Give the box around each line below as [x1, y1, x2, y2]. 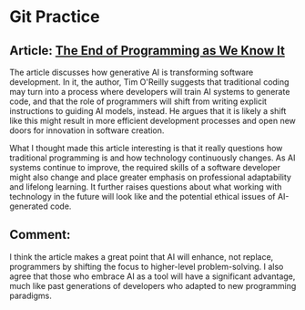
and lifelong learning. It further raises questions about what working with [9, 181, 282, 192]
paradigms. [9, 290, 52, 301]
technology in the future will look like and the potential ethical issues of [9, 191, 276, 201]
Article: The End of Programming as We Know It [9, 43, 285, 58]
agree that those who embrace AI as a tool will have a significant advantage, [9, 271, 296, 282]
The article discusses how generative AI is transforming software [9, 67, 254, 77]
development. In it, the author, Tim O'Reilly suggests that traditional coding [9, 77, 290, 88]
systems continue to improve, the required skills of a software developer [9, 162, 280, 172]
